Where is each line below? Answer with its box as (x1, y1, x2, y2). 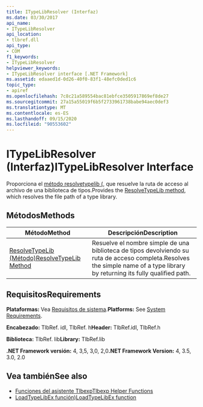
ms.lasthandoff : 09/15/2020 (6, 116, 77, 122)
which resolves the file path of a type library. (6, 193, 118, 200)
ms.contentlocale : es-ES (6, 110, 69, 116)
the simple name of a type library (91, 261, 185, 270)
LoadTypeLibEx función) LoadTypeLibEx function (14, 394, 137, 401)
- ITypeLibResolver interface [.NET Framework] (6, 71, 129, 77)
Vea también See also (6, 371, 88, 382)
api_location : (6, 31, 42, 37)
